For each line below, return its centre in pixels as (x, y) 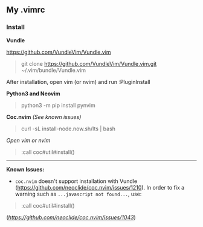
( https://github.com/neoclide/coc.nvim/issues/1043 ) (71, 217)
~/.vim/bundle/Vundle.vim (53, 70)
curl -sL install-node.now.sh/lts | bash (68, 129)
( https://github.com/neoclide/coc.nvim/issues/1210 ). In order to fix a (100, 187)
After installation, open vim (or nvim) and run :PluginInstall (78, 82)
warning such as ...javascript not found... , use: (78, 194)
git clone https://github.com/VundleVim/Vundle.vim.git (89, 63)
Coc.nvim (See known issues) (44, 117)
